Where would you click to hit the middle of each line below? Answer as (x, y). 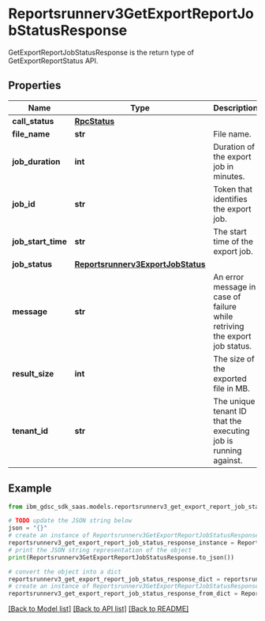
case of (227, 297)
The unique (234, 401)
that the (227, 421)
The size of (233, 358)
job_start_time (39, 241)
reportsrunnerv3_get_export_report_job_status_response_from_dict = (123, 594)
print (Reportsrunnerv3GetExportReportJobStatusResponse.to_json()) (121, 557)
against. (228, 460)
